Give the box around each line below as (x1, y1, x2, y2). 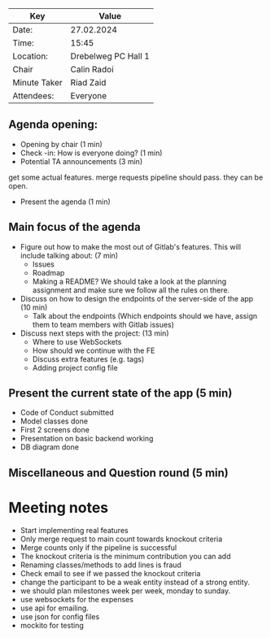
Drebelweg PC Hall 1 (70, 50, 151, 62)
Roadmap (32, 267, 65, 277)
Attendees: (12, 90, 55, 101)
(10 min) (20, 302, 48, 312)
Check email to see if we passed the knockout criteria (20, 568, 201, 578)
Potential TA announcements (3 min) (20, 156, 143, 166)
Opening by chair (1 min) (20, 139, 103, 149)
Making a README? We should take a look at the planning (32, 276, 227, 286)
